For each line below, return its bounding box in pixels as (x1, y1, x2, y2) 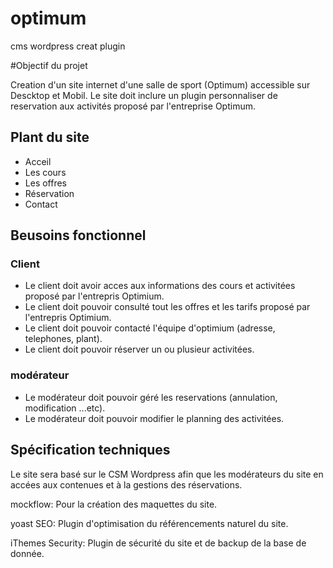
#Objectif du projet (10, 59, 88, 71)
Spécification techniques (10, 442, 171, 459)
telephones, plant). (24, 333, 103, 345)
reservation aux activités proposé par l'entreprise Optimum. (10, 100, 256, 112)
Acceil (24, 155, 52, 167)
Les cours (24, 166, 67, 178)
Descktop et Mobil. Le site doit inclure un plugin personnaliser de (10, 89, 278, 101)
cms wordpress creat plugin (10, 40, 126, 52)
